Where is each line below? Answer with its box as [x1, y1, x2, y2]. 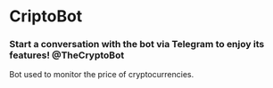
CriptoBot [9, 6, 83, 27]
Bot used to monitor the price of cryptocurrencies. [9, 69, 194, 80]
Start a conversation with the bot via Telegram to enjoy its [9, 38, 265, 51]
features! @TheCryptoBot [9, 49, 125, 61]
